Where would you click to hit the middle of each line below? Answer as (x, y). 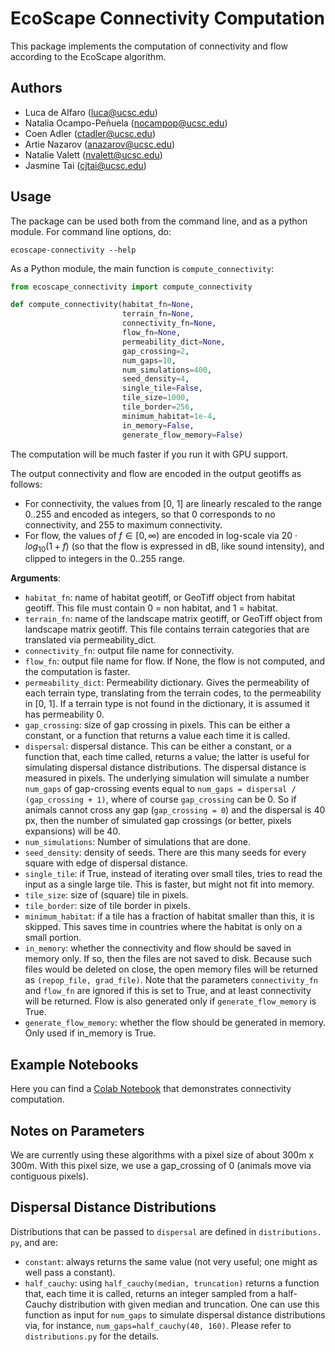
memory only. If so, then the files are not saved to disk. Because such (168, 959)
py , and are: (34, 1242)
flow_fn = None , (151, 333)
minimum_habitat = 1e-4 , (169, 416)
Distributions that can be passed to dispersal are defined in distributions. (166, 1231)
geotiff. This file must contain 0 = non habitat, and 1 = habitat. (151, 608)
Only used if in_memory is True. (90, 1033)
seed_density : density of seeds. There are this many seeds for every (165, 853)
